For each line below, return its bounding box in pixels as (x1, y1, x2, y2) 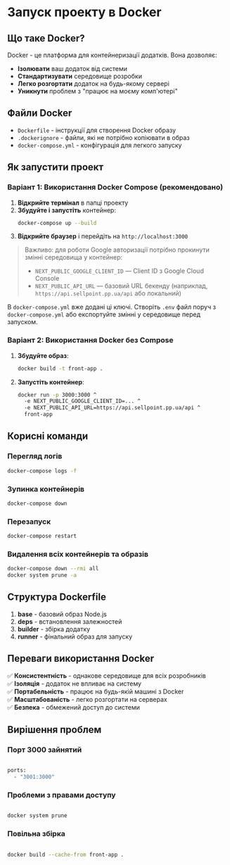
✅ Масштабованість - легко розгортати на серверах (7, 695, 167, 703)
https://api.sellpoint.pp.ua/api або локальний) (34, 289, 181, 297)
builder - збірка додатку (17, 624, 91, 633)
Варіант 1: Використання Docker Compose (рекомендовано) (7, 182, 224, 192)
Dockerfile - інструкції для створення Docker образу (17, 126, 177, 134)
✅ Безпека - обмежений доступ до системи (7, 703, 141, 711)
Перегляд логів (7, 451, 63, 461)
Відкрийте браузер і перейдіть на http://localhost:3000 (17, 232, 189, 241)
